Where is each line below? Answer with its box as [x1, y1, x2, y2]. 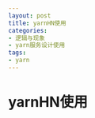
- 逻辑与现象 [8, 33, 45, 42]
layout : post [8, 11, 51, 20]
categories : [8, 26, 47, 34]
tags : [8, 49, 26, 57]
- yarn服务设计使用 [8, 41, 66, 49]
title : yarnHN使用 [8, 19, 66, 27]
